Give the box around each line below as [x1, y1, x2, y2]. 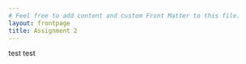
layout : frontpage [8, 19, 70, 27]
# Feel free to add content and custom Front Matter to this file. [8, 11, 241, 20]
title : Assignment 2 [8, 26, 78, 34]
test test [8, 49, 36, 58]
